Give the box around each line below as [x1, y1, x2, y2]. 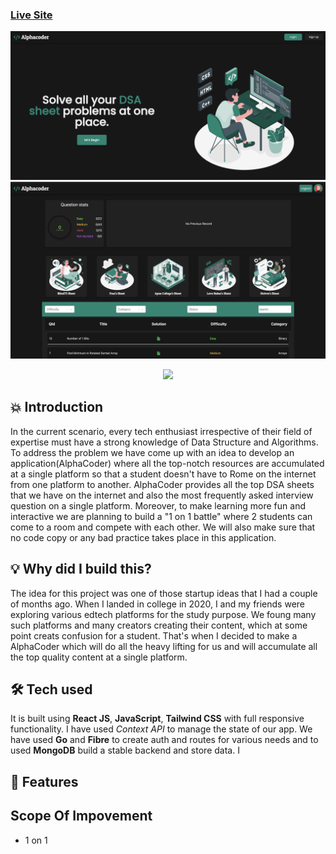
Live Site [10, 8, 53, 22]
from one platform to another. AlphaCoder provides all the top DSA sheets [10, 478, 315, 490]
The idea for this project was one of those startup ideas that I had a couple [10, 587, 318, 599]
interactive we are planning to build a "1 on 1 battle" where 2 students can [10, 510, 313, 522]
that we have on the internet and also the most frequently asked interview [10, 489, 314, 501]
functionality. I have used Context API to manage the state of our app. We [10, 723, 313, 735]
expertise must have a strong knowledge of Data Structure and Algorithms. [10, 436, 319, 448]
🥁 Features [10, 773, 79, 790]
